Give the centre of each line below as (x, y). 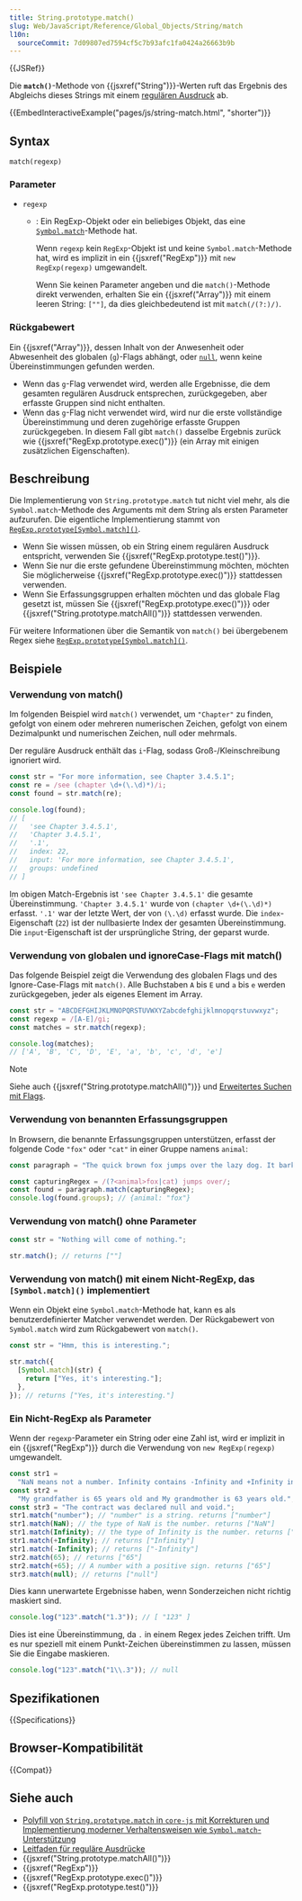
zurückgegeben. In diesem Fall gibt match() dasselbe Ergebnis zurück (151, 431)
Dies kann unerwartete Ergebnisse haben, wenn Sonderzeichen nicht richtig (150, 1591)
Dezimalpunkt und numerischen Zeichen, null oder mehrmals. (123, 734)
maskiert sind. (36, 1601)
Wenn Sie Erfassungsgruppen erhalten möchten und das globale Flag (151, 594)
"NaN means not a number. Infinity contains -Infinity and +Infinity (150, 1482)
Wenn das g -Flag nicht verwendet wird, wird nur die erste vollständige (152, 412)
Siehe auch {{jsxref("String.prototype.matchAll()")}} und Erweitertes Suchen (151, 1086)
